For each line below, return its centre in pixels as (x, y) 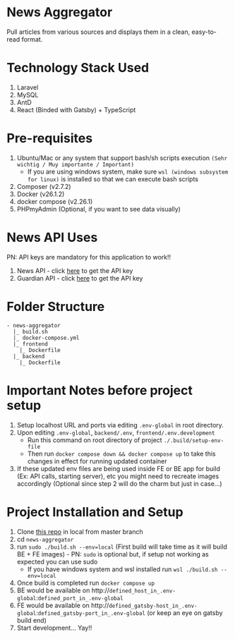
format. (32, 39)
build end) (32, 620)
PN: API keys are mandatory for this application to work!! (89, 257)
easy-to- (204, 32)
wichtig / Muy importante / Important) (76, 164)
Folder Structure (56, 306)
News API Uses (52, 238)
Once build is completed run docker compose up (86, 583)
